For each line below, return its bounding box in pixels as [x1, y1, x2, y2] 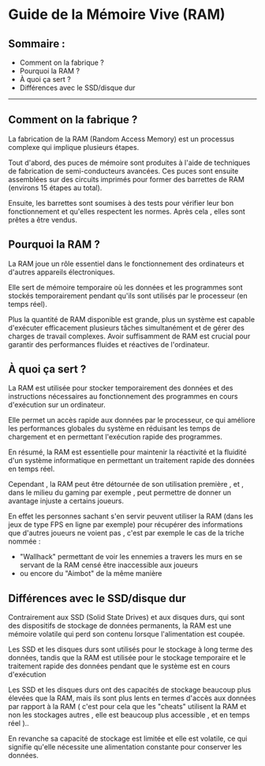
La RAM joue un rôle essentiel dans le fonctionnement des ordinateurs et [8, 259, 244, 268]
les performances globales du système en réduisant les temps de [8, 424, 221, 433]
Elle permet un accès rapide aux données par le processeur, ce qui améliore [8, 416, 256, 425]
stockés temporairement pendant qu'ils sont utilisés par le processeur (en [8, 290, 248, 301]
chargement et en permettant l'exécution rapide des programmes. [8, 432, 222, 442]
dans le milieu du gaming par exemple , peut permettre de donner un [8, 488, 232, 498]
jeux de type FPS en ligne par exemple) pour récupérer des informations [8, 520, 243, 529]
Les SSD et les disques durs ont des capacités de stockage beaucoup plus [8, 685, 252, 695]
